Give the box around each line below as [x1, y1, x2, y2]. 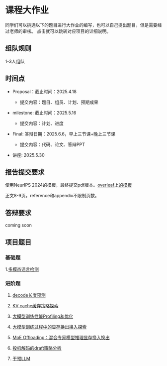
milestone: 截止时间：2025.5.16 [12, 110, 77, 116]
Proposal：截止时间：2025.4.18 [12, 88, 77, 95]
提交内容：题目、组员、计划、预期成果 [19, 99, 98, 105]
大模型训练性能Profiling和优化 [12, 313, 74, 319]
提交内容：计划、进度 [19, 120, 64, 126]
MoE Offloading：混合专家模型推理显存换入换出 [12, 335, 110, 341]
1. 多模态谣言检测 [5, 266, 39, 272]
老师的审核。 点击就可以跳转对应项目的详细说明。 [9, 28, 111, 34]
